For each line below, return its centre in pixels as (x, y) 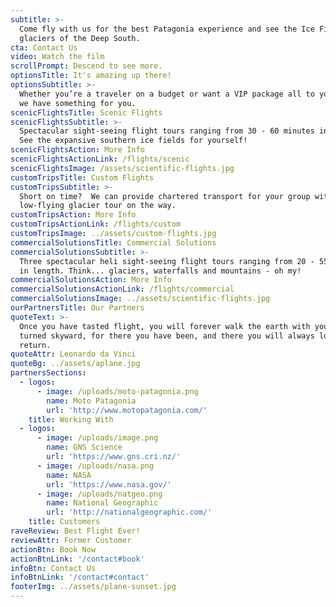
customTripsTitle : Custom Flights (82, 177)
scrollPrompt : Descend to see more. (86, 66)
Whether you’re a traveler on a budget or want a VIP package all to (167, 94)
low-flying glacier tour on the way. (98, 206)
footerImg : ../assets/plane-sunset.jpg (93, 587)
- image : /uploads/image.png (97, 438)
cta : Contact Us (44, 47)
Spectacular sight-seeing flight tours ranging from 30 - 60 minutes (167, 131)
